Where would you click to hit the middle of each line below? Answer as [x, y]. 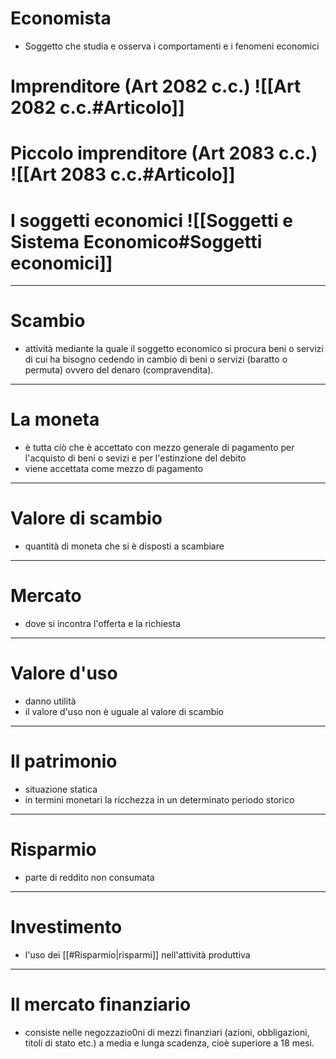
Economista [61, 18]
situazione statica [61, 789]
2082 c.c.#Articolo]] [97, 108]
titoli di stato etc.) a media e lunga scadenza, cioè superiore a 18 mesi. [169, 1043]
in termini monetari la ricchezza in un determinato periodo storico [159, 799]
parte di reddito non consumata [89, 877]
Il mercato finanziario [101, 1004]
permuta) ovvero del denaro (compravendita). [119, 370]
